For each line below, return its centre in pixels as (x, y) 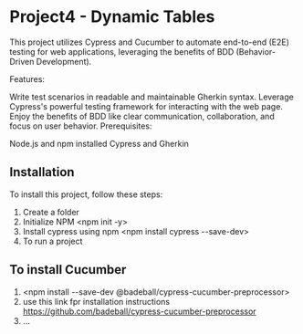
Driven (22, 61)
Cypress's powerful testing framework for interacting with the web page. (146, 106)
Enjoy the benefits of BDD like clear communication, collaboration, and (142, 116)
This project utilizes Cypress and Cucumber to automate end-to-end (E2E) (150, 42)
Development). (64, 61)
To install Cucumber (68, 270)
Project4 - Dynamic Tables (112, 17)
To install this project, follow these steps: (86, 194)
